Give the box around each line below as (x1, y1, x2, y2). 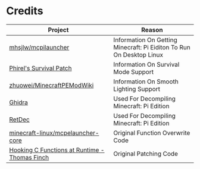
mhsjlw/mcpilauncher (9, 43, 70, 51)
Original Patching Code (113, 149, 179, 158)
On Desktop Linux (113, 51, 164, 59)
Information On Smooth (113, 77, 179, 86)
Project (48, 26, 69, 34)
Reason (141, 26, 164, 34)
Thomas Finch (9, 153, 49, 161)
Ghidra (9, 98, 29, 107)
